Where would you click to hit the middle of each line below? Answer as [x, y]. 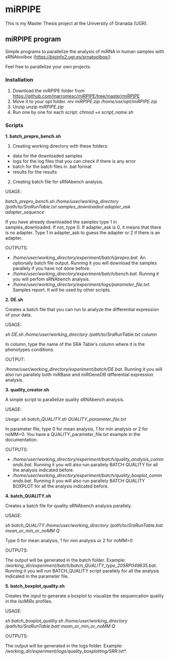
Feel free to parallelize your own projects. [48, 66]
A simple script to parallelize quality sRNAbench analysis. [65, 400]
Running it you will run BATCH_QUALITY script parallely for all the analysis [82, 571]
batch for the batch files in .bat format [52, 167]
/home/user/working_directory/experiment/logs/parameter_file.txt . [81, 285]
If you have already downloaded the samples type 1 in [61, 222]
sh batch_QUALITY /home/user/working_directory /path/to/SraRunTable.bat [84, 525]
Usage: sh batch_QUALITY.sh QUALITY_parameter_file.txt [66, 419]
